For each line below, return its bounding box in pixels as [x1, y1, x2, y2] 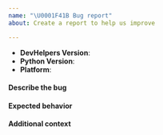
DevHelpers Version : [19, 48, 90, 57]
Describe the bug [8, 83, 67, 92]
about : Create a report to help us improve [8, 19, 156, 27]
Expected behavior [8, 101, 73, 110]
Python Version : [19, 56, 75, 66]
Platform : [19, 64, 52, 74]
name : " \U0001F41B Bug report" [8, 11, 113, 20]
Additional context [8, 119, 72, 129]
